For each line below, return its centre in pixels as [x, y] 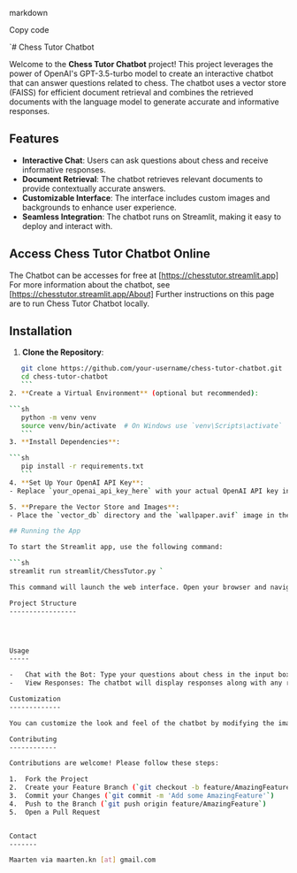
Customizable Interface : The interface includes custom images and [146, 197]
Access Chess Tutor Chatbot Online [110, 254]
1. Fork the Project [49, 779]
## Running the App [45, 531]
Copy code [29, 30]
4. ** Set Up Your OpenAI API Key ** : [76, 482]
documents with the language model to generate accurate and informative [145, 102]
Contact [23, 836]
